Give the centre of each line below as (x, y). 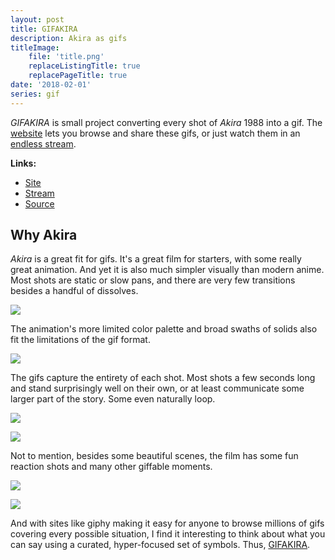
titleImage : (35, 47)
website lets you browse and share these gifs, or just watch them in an (155, 133)
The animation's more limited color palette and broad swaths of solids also (164, 329)
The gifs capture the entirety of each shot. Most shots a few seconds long (163, 378)
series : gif (35, 94)
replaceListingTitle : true (84, 66)
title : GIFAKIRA (44, 29)
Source (39, 203)
